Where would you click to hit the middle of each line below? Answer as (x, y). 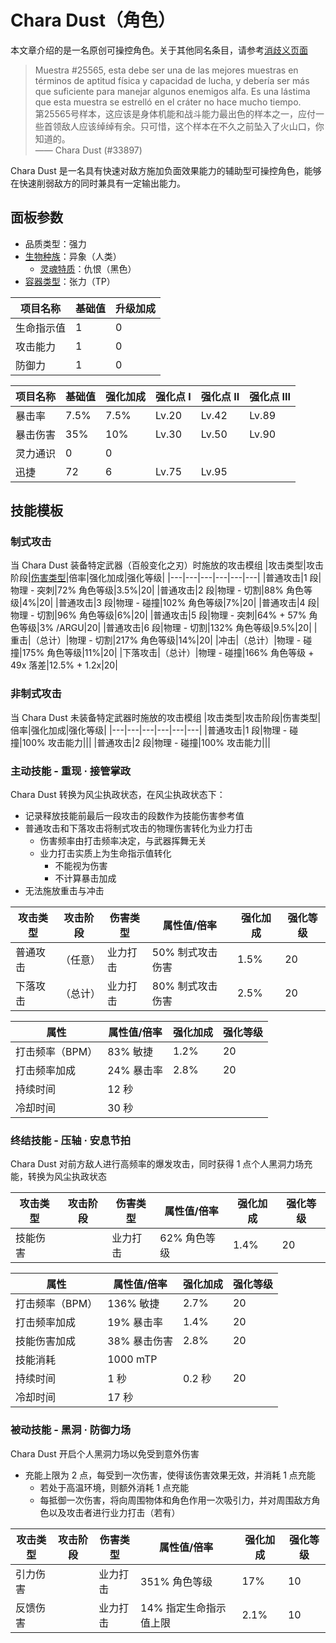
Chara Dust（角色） (93, 20)
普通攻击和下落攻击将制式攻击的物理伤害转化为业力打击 (138, 828)
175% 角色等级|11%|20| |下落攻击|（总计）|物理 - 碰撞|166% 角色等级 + (168, 653)
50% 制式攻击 (184, 953)
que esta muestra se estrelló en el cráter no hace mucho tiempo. (168, 102)
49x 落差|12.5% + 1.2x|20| (64, 665)
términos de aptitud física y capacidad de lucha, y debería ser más (172, 80)
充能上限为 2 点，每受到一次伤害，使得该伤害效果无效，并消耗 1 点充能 (170, 1475)
